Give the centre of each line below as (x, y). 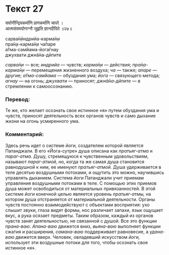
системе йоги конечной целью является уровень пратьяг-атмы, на (78, 194)
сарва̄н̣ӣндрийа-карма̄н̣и (33, 39)
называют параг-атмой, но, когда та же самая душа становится (75, 161)
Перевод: (18, 99)
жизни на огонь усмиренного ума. (43, 121)
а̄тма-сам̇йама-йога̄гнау (32, 49)
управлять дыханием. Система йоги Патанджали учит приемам (75, 177)
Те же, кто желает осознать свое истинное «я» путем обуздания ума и (82, 111)
